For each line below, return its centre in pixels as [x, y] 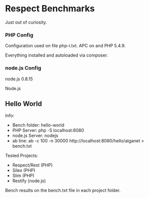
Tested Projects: [22, 156]
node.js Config [23, 68]
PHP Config [19, 35]
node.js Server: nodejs [35, 135]
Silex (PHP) [24, 170]
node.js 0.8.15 [19, 79]
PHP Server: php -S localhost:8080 [48, 131]
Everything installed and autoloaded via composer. [57, 55]
